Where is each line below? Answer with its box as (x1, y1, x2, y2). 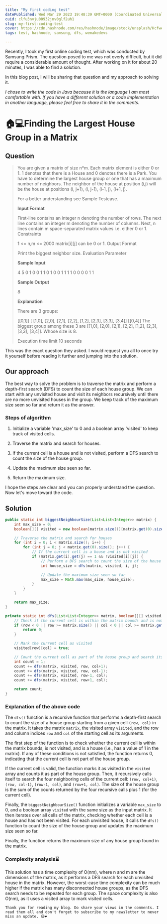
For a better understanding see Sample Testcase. (17, 196, 118, 202)
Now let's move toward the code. (5, 490, 73, 496)
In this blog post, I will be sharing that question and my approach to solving (5, 74, 159, 80)
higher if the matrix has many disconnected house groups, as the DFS (5, 885, 148, 891)
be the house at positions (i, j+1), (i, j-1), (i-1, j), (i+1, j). (17, 186, 127, 192)
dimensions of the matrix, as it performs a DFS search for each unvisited (5, 874, 154, 880)
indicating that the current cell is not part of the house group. (5, 756, 130, 762)
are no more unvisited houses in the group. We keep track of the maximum (5, 396, 158, 402)
